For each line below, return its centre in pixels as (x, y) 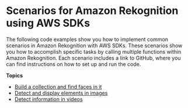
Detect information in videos (48, 99)
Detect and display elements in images (61, 93)
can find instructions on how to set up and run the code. (74, 64)
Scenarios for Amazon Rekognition (92, 11)
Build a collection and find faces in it (58, 86)
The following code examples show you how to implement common (87, 39)
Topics (15, 75)
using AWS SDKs (48, 23)
